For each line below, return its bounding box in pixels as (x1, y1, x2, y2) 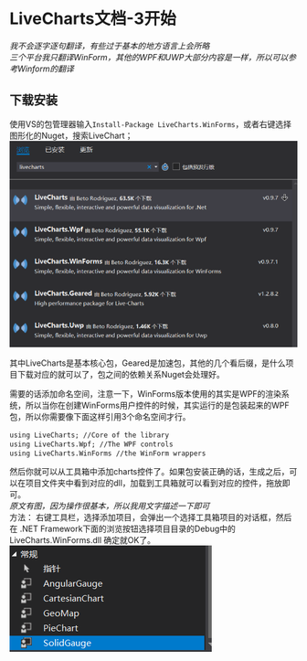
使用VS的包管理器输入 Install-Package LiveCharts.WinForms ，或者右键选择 (9, 118, 292, 129)
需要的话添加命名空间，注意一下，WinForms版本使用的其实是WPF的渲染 (9, 388, 281, 399)
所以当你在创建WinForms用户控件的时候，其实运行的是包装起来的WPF (25, 400, 290, 410)
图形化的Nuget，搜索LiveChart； (9, 130, 133, 141)
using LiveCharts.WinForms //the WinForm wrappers (9, 449, 206, 458)
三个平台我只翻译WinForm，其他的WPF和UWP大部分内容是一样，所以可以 (9, 51, 289, 62)
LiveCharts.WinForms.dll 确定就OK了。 (9, 534, 155, 545)
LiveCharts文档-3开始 (9, 8, 176, 29)
